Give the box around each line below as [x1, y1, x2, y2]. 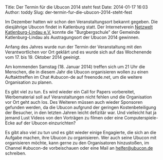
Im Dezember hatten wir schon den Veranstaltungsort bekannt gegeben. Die [5, 19, 158, 24]
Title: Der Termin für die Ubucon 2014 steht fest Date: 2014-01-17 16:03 [5, 4, 148, 10]
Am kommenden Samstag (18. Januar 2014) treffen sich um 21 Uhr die [5, 64, 145, 69]
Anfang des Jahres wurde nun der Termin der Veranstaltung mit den [5, 44, 142, 49]
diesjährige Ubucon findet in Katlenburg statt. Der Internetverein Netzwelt [5, 24, 153, 30]
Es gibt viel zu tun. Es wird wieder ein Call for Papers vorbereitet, [5, 89, 135, 94]
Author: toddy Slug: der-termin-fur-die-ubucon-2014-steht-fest [5, 9, 132, 15]
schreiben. [5, 150, 27, 156]
